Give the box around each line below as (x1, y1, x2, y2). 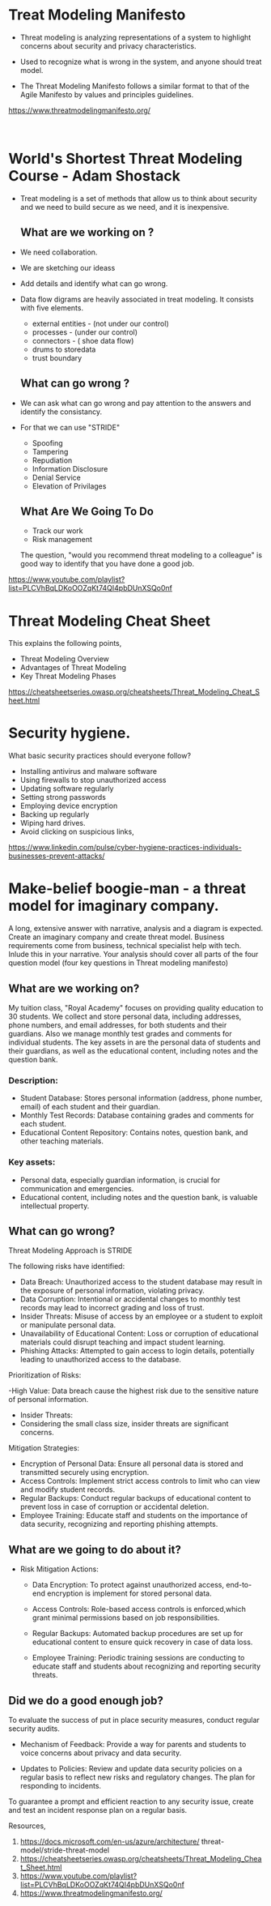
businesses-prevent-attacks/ (8, 851, 105, 861)
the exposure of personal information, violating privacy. (19, 1286, 205, 1296)
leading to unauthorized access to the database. (19, 1355, 182, 1365)
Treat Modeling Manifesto (8, 6, 186, 24)
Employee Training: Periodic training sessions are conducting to (32, 1653, 245, 1663)
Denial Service (32, 472, 81, 482)
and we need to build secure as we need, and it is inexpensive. (19, 202, 230, 212)
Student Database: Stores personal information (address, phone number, (19, 1093, 263, 1103)
